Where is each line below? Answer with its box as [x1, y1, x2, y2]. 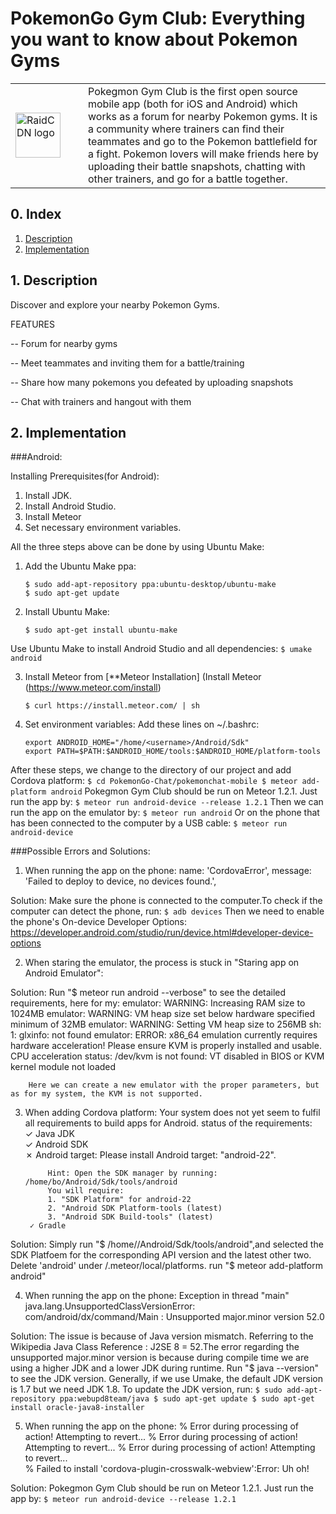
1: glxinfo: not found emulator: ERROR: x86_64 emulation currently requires [10, 1029, 318, 1041]
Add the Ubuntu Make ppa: [24, 560, 137, 572]
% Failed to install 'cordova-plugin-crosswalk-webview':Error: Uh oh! [24, 1463, 310, 1475]
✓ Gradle [29, 1221, 67, 1231]
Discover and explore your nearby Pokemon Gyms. [10, 298, 220, 311]
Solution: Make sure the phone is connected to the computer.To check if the [10, 895, 323, 907]
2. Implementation [10, 424, 127, 441]
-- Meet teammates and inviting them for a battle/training [10, 357, 245, 369]
